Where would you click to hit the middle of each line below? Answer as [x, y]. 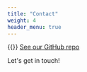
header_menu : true [34, 27]
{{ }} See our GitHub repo [43, 47]
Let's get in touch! [34, 61]
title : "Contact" [33, 14]
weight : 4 [22, 20]
